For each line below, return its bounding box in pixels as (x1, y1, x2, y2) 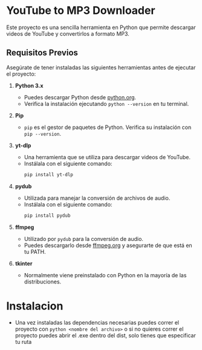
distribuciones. (24, 278, 62, 285)
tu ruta (15, 338, 32, 346)
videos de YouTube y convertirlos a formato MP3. (6, 30, 130, 37)
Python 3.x (15, 82, 44, 89)
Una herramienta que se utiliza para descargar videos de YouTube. (24, 153, 191, 160)
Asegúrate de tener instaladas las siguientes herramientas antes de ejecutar (6, 64, 196, 71)
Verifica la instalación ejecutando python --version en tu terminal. (24, 100, 189, 107)
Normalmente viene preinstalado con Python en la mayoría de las (24, 271, 187, 279)
